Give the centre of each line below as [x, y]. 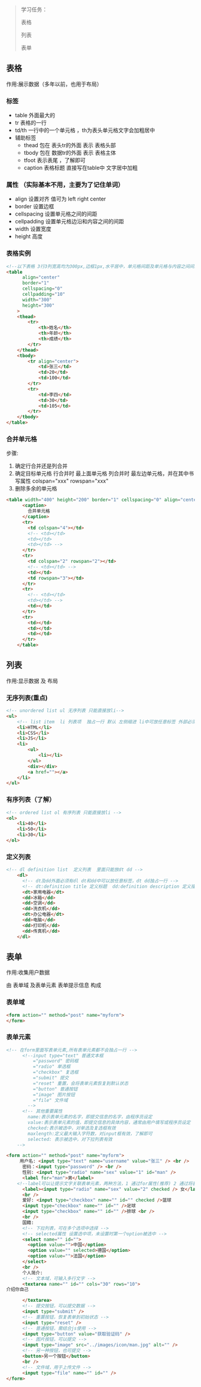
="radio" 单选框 [51, 1067]
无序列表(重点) [27, 697]
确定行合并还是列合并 [41, 466]
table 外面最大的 [35, 115]
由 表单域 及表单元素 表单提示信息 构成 [54, 985]
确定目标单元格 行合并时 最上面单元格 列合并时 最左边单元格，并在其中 [102, 474]
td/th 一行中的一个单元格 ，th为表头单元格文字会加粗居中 [85, 130]
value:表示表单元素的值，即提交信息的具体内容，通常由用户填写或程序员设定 [109, 1123]
